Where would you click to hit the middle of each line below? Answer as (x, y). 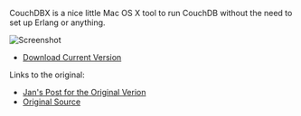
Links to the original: (47, 75)
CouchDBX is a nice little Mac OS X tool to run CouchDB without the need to (151, 13)
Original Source (52, 102)
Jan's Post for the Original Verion (84, 92)
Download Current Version (72, 57)
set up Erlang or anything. (57, 22)
